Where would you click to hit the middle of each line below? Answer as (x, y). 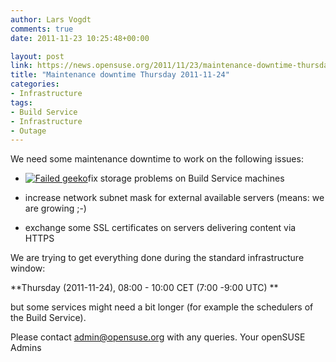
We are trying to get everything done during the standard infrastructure (157, 258)
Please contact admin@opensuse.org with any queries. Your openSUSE (158, 337)
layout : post (37, 56)
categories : (35, 84)
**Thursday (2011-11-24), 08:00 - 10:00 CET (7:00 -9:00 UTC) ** (144, 288)
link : (21, 66)
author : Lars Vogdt (51, 19)
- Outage (28, 131)
